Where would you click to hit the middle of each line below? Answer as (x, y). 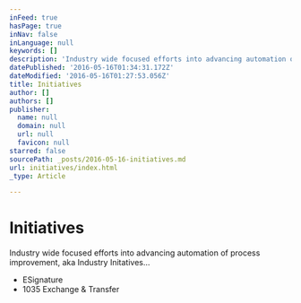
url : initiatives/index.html (64, 168)
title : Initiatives (46, 84)
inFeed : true (34, 17)
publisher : (30, 109)
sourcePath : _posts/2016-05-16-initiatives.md (98, 159)
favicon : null (43, 143)
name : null (38, 117)
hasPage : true (36, 26)
